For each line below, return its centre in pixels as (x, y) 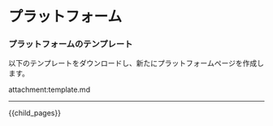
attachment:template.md (50, 89)
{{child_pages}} (35, 113)
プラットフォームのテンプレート (71, 44)
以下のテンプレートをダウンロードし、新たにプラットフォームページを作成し (136, 63)
